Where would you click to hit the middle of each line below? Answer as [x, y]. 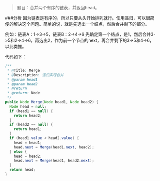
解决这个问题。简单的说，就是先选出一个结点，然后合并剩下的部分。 [81, 24]
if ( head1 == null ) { [31, 111]
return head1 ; [28, 129]
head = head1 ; [28, 143]
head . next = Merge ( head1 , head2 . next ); [54, 161]
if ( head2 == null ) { [31, 125]
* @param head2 [22, 84]
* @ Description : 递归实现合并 [35, 75]
